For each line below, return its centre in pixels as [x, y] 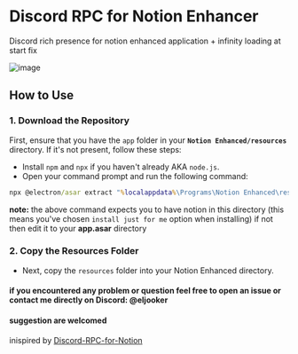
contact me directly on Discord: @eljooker [89, 300]
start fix [24, 50]
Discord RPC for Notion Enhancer [134, 16]
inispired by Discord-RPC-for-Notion [76, 340]
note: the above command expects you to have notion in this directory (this [147, 209]
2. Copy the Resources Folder [74, 251]
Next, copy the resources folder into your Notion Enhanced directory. [148, 270]
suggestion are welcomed [58, 320]
